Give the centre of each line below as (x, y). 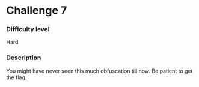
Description (24, 58)
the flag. (17, 77)
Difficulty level (28, 29)
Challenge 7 (37, 10)
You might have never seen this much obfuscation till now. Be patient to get (99, 71)
